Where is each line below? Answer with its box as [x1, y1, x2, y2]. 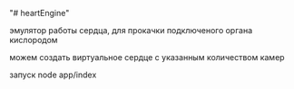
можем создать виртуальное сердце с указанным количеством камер [9, 52, 285, 62]
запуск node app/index [9, 69, 97, 80]
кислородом [9, 35, 58, 45]
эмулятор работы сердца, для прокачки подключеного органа [9, 25, 253, 35]
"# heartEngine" [9, 8, 70, 18]
